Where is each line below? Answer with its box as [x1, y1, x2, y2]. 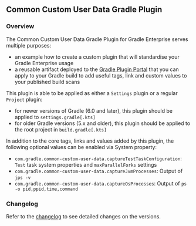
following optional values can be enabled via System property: [6, 143, 157, 150]
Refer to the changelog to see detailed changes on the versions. [6, 212, 161, 220]
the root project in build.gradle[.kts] [14, 126, 107, 133]
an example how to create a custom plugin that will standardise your [14, 53, 180, 60]
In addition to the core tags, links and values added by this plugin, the [6, 137, 174, 144]
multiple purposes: [6, 42, 52, 49]
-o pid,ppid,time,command [14, 186, 78, 192]
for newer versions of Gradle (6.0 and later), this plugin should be [14, 107, 173, 114]
